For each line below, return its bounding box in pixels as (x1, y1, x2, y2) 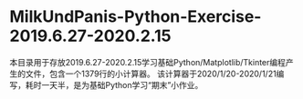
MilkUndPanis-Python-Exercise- (9, 6, 262, 27)
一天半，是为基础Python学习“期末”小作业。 (40, 79, 204, 90)
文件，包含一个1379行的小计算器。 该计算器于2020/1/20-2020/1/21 (25, 68, 277, 79)
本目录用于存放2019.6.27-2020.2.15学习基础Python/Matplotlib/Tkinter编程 (9, 56, 286, 67)
